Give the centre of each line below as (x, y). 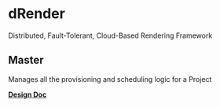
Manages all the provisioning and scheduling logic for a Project (110, 79)
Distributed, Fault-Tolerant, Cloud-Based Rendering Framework (110, 35)
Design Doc (27, 94)
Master (26, 60)
